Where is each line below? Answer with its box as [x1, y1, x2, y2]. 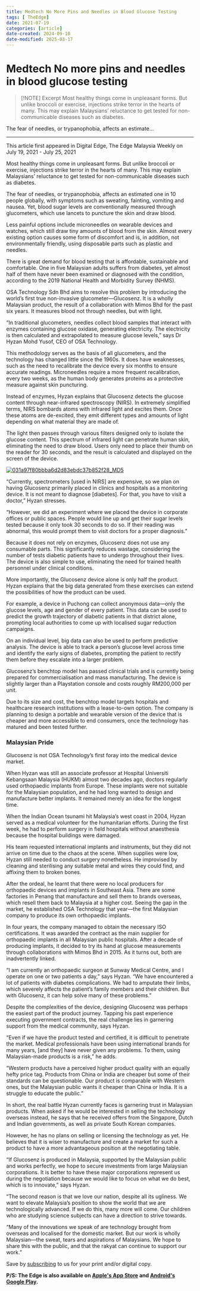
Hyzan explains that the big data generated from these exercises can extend [6, 582, 193, 589]
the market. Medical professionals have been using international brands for [6, 1040, 190, 1047]
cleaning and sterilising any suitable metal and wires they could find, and [6, 862, 185, 870]
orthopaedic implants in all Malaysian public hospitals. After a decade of [6, 936, 183, 943]
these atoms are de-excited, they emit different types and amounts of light [6, 412, 189, 419]
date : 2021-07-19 [6, 20, 49, 26]
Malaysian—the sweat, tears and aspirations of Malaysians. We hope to [6, 1236, 182, 1243]
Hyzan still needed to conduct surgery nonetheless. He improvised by [6, 856, 177, 863]
